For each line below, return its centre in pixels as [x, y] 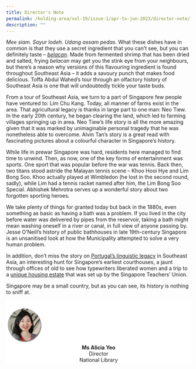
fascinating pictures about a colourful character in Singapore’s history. [91, 141]
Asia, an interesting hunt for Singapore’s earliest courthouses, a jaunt [89, 262]
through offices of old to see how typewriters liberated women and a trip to [97, 268]
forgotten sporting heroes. [38, 196]
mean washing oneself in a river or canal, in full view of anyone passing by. [97, 226]
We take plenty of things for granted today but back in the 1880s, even [91, 207]
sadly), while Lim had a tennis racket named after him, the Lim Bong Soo [93, 183]
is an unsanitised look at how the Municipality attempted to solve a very [92, 238]
